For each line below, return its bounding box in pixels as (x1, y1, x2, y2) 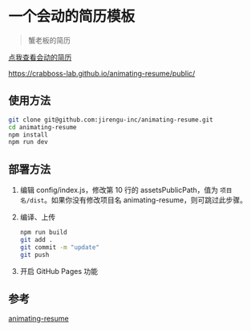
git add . (19, 235, 54, 243)
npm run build (19, 228, 67, 237)
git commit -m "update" (19, 243, 100, 251)
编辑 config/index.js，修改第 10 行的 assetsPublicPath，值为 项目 (19, 186, 233, 195)
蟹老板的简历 (27, 35, 71, 45)
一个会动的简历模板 (8, 7, 136, 26)
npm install (8, 130, 48, 139)
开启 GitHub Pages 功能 (19, 266, 99, 276)
